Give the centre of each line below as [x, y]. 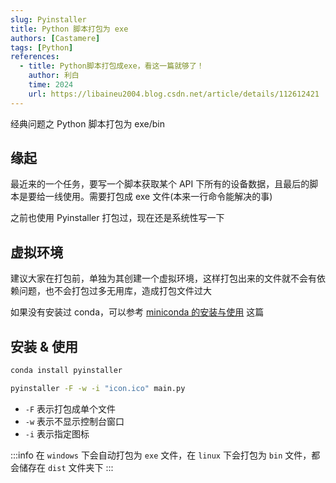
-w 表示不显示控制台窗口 [74, 421]
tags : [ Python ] [42, 47]
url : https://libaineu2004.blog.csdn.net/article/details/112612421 [174, 94]
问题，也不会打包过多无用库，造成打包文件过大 [115, 291]
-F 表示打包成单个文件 [70, 408]
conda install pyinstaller [66, 371]
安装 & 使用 [44, 346]
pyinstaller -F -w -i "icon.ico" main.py [98, 388]
